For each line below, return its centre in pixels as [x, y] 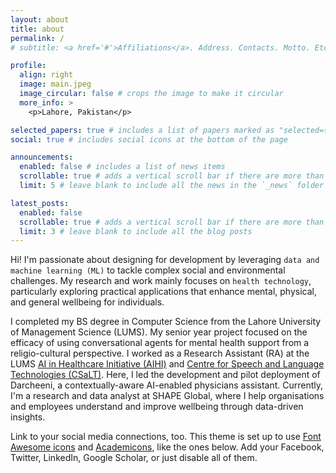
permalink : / [37, 38]
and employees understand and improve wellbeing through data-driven [157, 407]
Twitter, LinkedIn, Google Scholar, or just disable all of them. [134, 458]
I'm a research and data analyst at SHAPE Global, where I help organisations [167, 396]
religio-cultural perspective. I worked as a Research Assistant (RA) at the [160, 353]
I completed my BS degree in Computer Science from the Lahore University [166, 322]
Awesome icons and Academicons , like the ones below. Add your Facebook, [167, 447]
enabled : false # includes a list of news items [122, 167]
